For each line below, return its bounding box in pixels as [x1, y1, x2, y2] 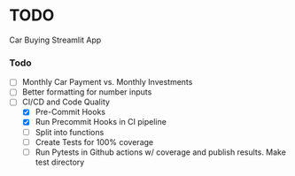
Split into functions [35, 126, 105, 137]
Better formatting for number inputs [21, 87, 152, 97]
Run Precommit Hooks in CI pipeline [35, 117, 167, 127]
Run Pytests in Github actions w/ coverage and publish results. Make [35, 147, 286, 157]
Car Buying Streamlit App [9, 34, 102, 45]
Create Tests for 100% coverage [35, 136, 153, 147]
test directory [35, 157, 85, 167]
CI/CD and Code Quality [21, 96, 111, 107]
